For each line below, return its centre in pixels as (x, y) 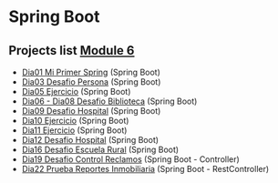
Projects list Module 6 (72, 51)
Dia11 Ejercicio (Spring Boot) (74, 130)
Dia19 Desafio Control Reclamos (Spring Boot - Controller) (131, 159)
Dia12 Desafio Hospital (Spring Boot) (90, 140)
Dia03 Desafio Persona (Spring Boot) (91, 82)
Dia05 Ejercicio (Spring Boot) (76, 91)
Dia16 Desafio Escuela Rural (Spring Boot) (100, 149)
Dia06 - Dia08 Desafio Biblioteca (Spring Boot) (109, 101)
